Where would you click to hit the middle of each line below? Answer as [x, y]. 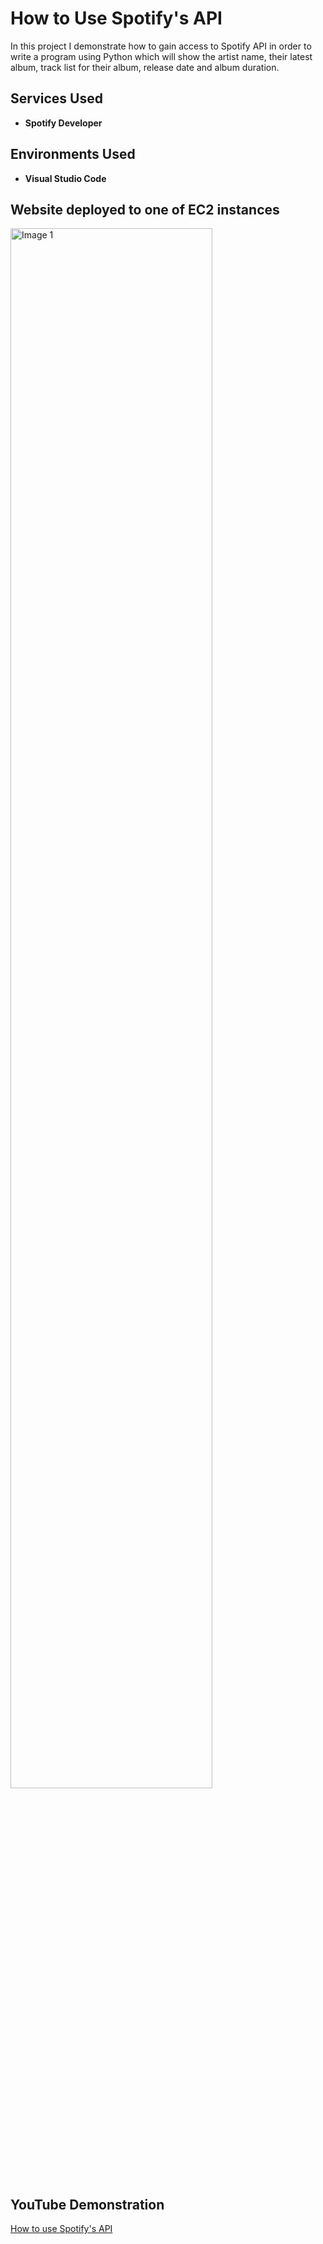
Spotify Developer [63, 123]
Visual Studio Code [65, 178]
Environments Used [73, 154]
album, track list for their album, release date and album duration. [145, 67]
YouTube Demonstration [87, 2204]
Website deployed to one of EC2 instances [145, 209]
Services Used [56, 98]
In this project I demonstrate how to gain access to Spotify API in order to [161, 46]
